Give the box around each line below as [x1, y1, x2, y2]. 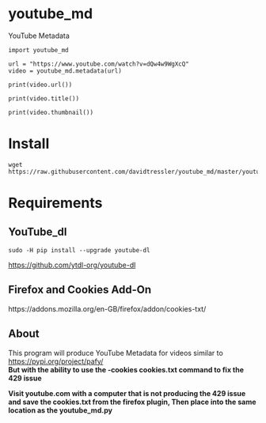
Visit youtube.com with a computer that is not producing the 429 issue [8, 388, 246, 398]
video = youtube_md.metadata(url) [8, 66, 123, 75]
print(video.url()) [8, 81, 73, 89]
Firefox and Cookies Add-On [8, 283, 152, 296]
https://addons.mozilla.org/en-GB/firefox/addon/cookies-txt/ [8, 304, 207, 313]
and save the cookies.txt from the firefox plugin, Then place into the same [8, 397, 256, 406]
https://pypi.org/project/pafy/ [8, 357, 104, 366]
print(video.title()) [8, 94, 80, 103]
